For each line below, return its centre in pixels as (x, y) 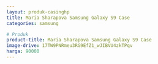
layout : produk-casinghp (38, 12)
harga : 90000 (23, 52)
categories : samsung (33, 23)
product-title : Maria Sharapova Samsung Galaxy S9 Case (79, 40)
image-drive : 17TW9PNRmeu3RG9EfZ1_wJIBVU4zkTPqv (70, 46)
